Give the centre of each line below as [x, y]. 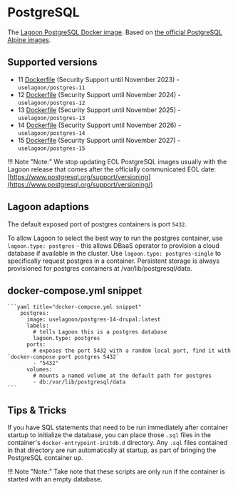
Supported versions [52, 62]
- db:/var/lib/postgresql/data [79, 382]
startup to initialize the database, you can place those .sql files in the [109, 435]
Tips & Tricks [37, 410]
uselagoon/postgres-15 [51, 148]
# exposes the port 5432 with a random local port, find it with [132, 351]
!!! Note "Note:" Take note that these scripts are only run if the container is [117, 471]
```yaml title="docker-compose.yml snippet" [74, 307]
